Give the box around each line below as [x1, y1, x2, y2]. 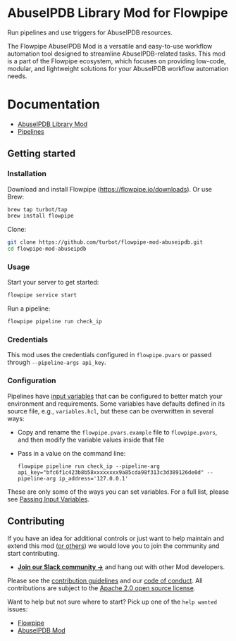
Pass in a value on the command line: [17, 449, 126, 457]
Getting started [7, 148, 76, 160]
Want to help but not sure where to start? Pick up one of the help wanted [7, 597, 217, 606]
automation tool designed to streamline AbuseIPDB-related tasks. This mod [7, 49, 225, 58]
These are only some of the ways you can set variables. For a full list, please [7, 487, 229, 496]
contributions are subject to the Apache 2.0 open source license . [7, 583, 196, 592]
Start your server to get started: [7, 278, 99, 287]
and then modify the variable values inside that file [17, 435, 164, 444]
